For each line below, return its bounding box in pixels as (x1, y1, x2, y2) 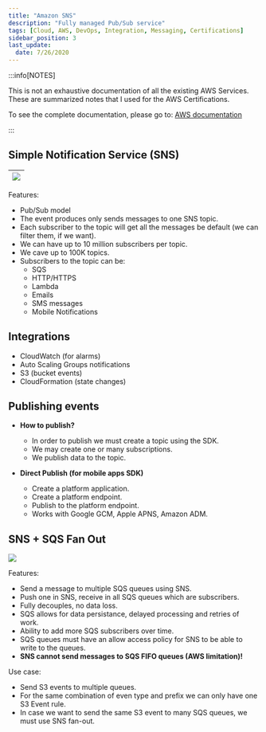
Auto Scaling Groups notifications (19, 359, 131, 369)
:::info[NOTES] (8, 71, 56, 80)
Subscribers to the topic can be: (19, 256, 126, 265)
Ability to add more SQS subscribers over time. (19, 626, 174, 636)
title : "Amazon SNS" (8, 11, 77, 20)
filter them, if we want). (19, 230, 97, 240)
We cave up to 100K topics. (19, 248, 110, 257)
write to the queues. (19, 643, 86, 653)
